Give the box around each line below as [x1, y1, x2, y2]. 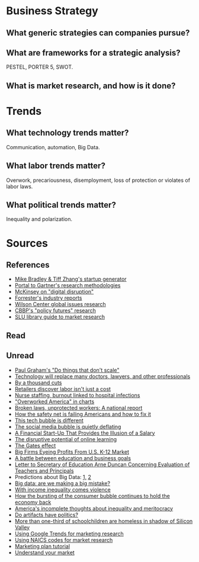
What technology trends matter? [6, 128, 129, 138]
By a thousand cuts [14, 379, 62, 386]
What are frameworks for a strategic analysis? [6, 47, 181, 57]
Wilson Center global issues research [14, 301, 107, 308]
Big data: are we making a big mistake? [14, 480, 111, 487]
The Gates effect [14, 442, 56, 449]
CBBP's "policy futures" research [14, 307, 97, 314]
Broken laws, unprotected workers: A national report [14, 404, 143, 411]
